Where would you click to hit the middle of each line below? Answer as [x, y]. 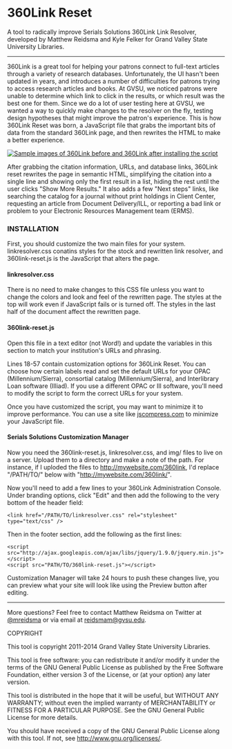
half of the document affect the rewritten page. [74, 312]
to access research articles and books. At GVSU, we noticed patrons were [112, 89]
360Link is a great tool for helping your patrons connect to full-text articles [113, 66]
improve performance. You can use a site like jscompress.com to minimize [113, 414]
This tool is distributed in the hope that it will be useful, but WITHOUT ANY [113, 695]
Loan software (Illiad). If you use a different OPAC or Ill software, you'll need [115, 386]
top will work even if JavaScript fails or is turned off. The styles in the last [112, 304]
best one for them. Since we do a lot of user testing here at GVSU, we [106, 103]
